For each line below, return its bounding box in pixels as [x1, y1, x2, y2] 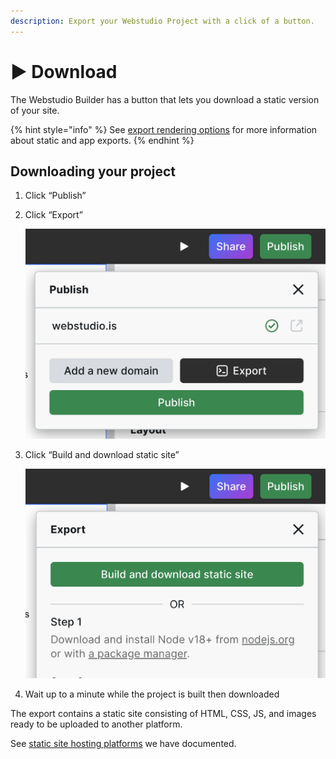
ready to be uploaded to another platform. [10, 718, 183, 730]
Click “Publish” [24, 190, 87, 202]
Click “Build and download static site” [24, 449, 180, 461]
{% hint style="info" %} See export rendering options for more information [10, 123, 318, 135]
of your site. [10, 104, 60, 116]
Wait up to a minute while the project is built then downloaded [24, 688, 280, 700]
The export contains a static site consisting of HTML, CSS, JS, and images [10, 707, 317, 719]
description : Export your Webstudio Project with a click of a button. [10, 16, 315, 26]
